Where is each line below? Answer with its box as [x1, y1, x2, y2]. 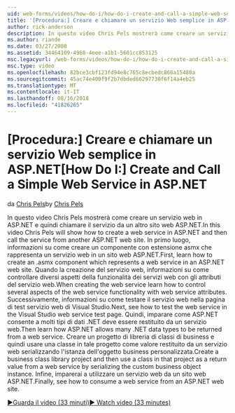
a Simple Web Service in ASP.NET [7, 177, 208, 193]
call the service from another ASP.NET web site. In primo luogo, [7, 236, 191, 244]
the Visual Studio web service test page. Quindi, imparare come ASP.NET [7, 310, 219, 318]
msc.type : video [7, 62, 55, 69]
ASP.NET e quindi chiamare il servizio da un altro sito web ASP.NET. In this [7, 220, 220, 229]
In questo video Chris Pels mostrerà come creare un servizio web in [7, 213, 203, 222]
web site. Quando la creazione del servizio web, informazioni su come [7, 265, 210, 273]
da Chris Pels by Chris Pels [7, 199, 84, 208]
